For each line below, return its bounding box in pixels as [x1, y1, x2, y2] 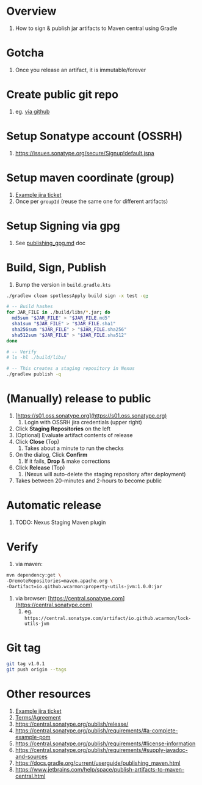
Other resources [6, 687, 92, 701]
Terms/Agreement [15, 714, 61, 721]
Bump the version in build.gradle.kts [15, 281, 111, 288]
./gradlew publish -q [6, 371, 62, 377]
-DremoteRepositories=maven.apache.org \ [6, 578, 114, 584]
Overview [6, 4, 57, 18]
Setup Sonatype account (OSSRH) [6, 130, 183, 143]
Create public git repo [6, 87, 119, 101]
